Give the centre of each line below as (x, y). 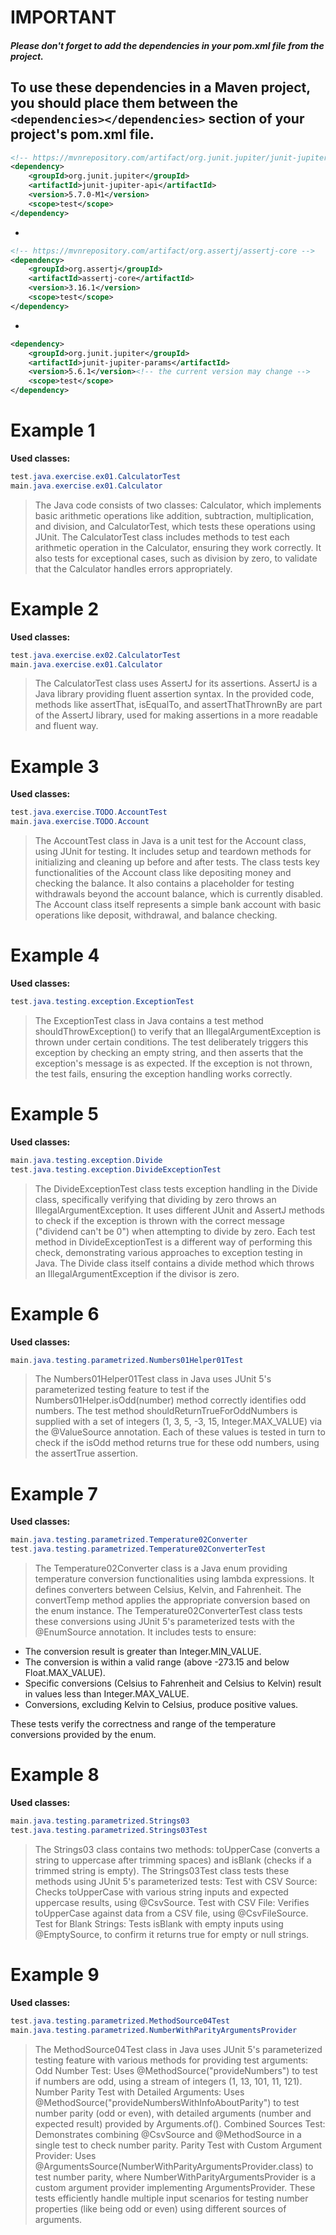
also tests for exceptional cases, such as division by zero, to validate (176, 558)
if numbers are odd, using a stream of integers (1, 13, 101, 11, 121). (168, 2081)
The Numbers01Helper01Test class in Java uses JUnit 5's (153, 1379)
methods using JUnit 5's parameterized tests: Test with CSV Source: (176, 1881)
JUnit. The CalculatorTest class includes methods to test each (162, 537)
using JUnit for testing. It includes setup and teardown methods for (173, 852)
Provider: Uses (65, 2155)
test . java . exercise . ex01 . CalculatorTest (96, 477)
